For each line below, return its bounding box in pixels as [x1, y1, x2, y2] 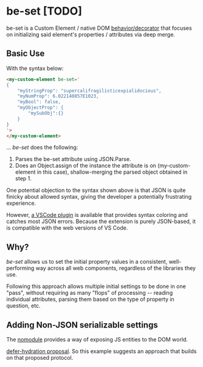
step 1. [15, 175, 32, 182]
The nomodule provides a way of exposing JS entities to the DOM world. [6, 336, 188, 343]
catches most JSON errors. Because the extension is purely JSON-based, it [6, 218, 196, 225]
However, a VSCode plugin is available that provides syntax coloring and [6, 211, 188, 219]
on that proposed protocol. [6, 354, 74, 361]
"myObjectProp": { [17, 105, 64, 111]
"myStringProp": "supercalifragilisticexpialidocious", [17, 87, 162, 94]
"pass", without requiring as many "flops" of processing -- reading [6, 289, 173, 297]
